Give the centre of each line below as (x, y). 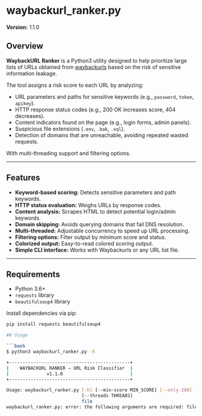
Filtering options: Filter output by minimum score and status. (90, 237)
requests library (34, 295)
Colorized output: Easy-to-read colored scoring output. (84, 243)
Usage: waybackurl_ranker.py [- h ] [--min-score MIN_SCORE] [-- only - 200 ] (99, 390)
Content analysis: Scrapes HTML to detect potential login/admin (95, 211)
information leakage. (32, 73)
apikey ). (25, 103)
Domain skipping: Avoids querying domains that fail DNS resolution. (99, 224)
